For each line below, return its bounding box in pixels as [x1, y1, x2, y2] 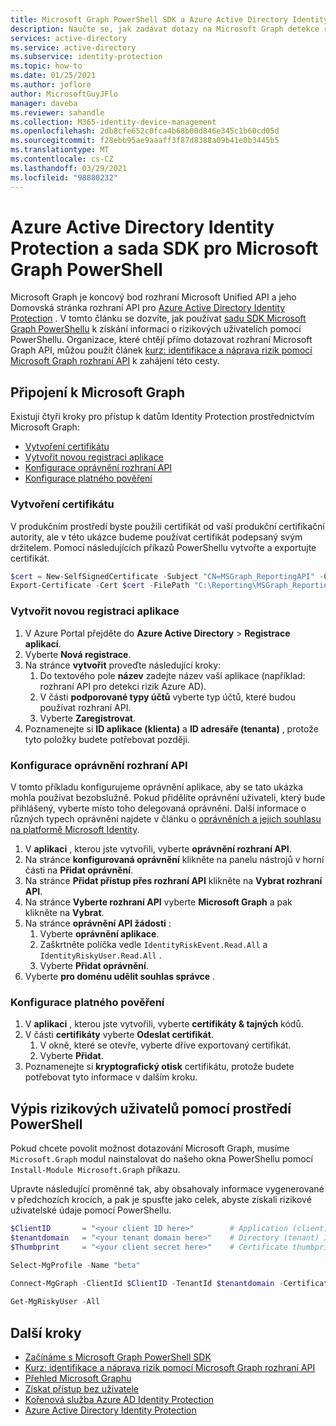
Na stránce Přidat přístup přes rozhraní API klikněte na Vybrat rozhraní [24, 874, 323, 886]
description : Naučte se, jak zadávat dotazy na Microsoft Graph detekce [10, 24, 320, 34]
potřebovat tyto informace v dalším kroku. [24, 1071, 198, 1083]
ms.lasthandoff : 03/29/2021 [10, 163, 128, 173]
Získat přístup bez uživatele [24, 1382, 139, 1395]
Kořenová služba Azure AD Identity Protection [24, 1393, 215, 1405]
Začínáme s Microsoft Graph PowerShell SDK [24, 1351, 212, 1363]
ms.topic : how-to [10, 61, 83, 71]
